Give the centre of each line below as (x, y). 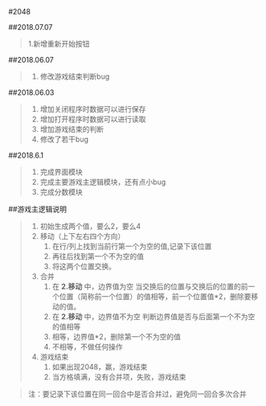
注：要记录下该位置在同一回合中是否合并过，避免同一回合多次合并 (137, 394)
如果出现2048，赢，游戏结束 (100, 367)
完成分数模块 (61, 192)
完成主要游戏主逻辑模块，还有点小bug (103, 182)
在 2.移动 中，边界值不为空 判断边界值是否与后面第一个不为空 (153, 316)
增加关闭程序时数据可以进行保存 (93, 109)
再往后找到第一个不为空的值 (98, 256)
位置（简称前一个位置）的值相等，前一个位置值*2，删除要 (155, 296)
